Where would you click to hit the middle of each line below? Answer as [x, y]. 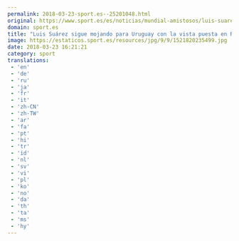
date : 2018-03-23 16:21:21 [47, 47]
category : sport [31, 54]
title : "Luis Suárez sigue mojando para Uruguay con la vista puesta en [117, 34]
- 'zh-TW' [25, 113]
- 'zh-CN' [25, 107]
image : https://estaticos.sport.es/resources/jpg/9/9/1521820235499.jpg [117, 41]
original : [22, 21]
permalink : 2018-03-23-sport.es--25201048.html [79, 14]
